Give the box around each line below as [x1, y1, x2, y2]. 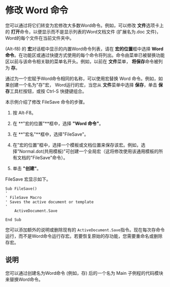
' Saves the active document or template [5, 199, 94, 204]
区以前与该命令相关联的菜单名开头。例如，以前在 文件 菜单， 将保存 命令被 [5, 58, 158, 64]
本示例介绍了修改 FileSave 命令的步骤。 [5, 99, 88, 105]
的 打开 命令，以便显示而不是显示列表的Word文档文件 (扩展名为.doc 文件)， [5, 28, 161, 34]
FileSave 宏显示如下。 [5, 176, 51, 182]
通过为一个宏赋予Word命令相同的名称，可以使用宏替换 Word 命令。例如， [5, 75, 159, 81]
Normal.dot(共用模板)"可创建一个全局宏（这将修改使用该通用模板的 [19, 148, 159, 154]
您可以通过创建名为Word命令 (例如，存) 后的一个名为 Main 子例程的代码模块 [5, 270, 163, 276]
